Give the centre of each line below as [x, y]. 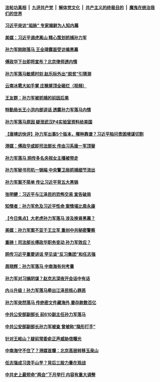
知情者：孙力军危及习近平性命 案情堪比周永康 [50, 206]
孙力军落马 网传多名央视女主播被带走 [42, 158]
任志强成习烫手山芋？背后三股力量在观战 [45, 363]
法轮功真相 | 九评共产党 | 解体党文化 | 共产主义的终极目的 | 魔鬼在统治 [78, 7]
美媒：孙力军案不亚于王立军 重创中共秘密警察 [50, 230]
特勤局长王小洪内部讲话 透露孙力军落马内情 [48, 110]
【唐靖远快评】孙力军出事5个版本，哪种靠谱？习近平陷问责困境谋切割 [74, 134]
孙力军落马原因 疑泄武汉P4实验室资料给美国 [49, 122]
